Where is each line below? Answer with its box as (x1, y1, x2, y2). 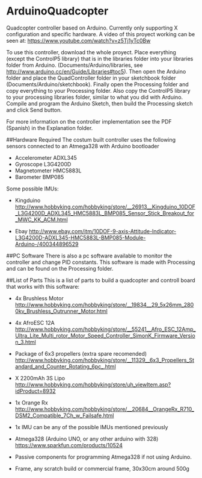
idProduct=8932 (14, 387, 56, 394)
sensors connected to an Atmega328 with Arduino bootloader (6, 142, 159, 149)
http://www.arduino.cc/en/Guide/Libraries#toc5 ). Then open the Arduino (6, 68, 186, 75)
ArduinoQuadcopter (6, 4, 109, 18)
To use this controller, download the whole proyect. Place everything (6, 48, 176, 55)
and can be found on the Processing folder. (6, 265, 114, 272)
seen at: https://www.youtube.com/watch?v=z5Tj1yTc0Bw (6, 37, 151, 44)
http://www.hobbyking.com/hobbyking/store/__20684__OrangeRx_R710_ (14, 405, 194, 412)
